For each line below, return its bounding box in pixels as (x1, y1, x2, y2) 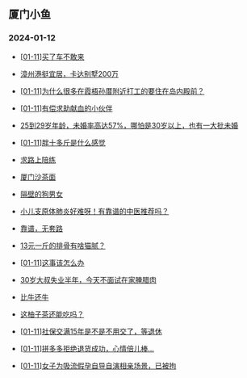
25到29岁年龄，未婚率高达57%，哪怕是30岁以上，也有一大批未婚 (19, 120, 239, 130)
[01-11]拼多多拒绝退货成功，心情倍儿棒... (19, 343, 155, 353)
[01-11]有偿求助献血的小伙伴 (19, 103, 113, 113)
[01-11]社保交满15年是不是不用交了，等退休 (19, 326, 163, 336)
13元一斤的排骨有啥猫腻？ (19, 241, 107, 250)
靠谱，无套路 (19, 223, 63, 233)
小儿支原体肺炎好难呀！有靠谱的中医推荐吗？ (19, 206, 170, 216)
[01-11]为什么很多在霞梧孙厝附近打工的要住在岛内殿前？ (19, 86, 205, 95)
